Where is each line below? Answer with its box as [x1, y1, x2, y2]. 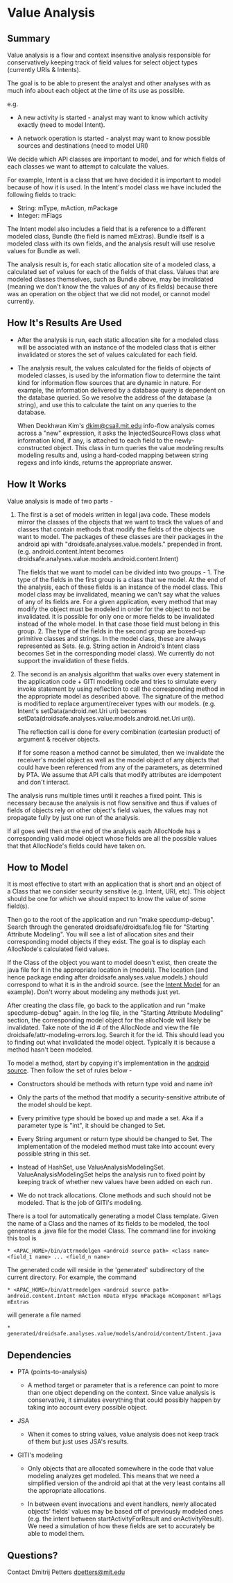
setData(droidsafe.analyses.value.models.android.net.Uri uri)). [17, 714, 196, 722]
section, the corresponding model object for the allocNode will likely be [7, 1016, 212, 1025]
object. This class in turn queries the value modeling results [53, 443, 224, 452]
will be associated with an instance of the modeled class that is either [17, 343, 216, 351]
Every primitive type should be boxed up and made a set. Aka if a [17, 1114, 204, 1122]
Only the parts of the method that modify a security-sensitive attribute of [17, 1093, 225, 1102]
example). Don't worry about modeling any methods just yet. [7, 988, 180, 996]
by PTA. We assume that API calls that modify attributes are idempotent [17, 770, 222, 778]
